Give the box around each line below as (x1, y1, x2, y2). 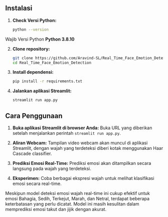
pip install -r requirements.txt (12, 79, 83, 84)
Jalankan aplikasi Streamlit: (12, 88, 72, 94)
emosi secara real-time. (12, 180, 62, 186)
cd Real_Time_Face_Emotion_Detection (12, 60, 92, 65)
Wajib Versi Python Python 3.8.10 (5, 36, 75, 42)
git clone (12, 55, 34, 61)
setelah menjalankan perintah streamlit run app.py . (12, 130, 121, 136)
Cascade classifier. (12, 150, 52, 156)
